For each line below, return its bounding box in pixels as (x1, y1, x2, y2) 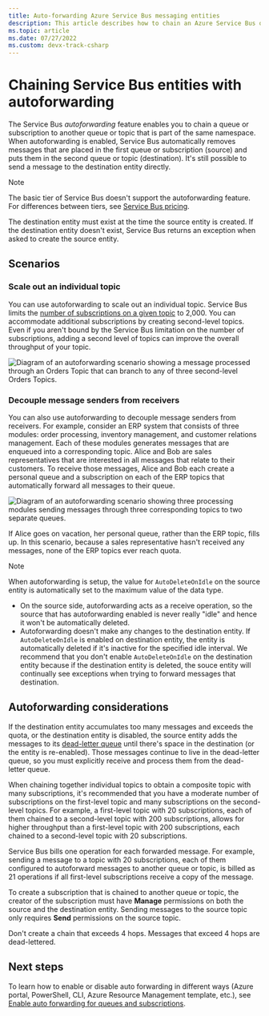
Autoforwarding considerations (8, 701, 169, 714)
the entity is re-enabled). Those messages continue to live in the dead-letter (8, 747, 260, 757)
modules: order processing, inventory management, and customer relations (8, 430, 258, 440)
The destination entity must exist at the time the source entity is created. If (8, 217, 254, 227)
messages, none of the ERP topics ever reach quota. (8, 546, 182, 556)
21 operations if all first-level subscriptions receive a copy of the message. (8, 872, 254, 881)
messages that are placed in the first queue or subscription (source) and (8, 145, 247, 155)
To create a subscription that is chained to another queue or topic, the (8, 887, 239, 897)
